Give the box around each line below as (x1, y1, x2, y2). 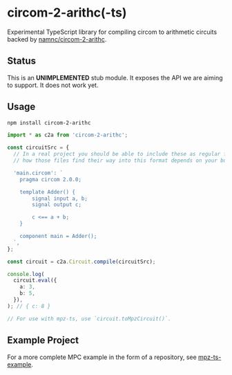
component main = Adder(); (19, 233, 97, 240)
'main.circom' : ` (13, 170, 64, 176)
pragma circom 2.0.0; (19, 176, 81, 183)
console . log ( (7, 271, 45, 277)
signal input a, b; (32, 195, 88, 202)
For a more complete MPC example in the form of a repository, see (7, 353, 197, 361)
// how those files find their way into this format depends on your (13, 157, 217, 164)
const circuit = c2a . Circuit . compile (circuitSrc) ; (7, 258, 156, 265)
